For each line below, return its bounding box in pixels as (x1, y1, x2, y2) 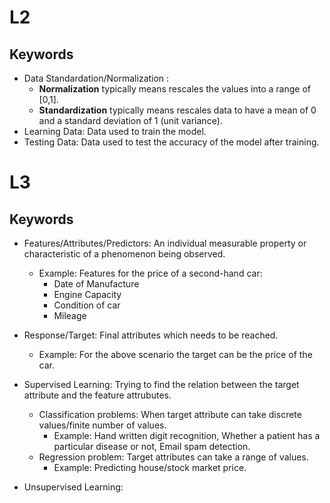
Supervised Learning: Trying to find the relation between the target (23, 379, 300, 390)
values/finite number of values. (38, 419, 167, 431)
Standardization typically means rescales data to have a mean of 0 (38, 104, 317, 116)
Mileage (53, 310, 87, 321)
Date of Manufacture (53, 278, 140, 290)
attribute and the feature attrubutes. (23, 389, 172, 401)
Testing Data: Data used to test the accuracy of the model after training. (23, 136, 320, 148)
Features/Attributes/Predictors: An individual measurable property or (23, 237, 307, 249)
